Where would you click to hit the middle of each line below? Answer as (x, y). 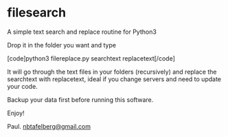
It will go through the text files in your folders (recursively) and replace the (112, 72)
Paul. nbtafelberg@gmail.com (49, 126)
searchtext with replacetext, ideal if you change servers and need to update (114, 79)
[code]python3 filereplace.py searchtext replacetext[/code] (91, 58)
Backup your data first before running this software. (80, 99)
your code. (22, 86)
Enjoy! (16, 113)
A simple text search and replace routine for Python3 (82, 32)
